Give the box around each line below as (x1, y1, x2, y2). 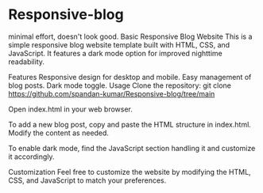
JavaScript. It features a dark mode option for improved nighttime (8, 48, 222, 58)
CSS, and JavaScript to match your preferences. (8, 176, 167, 185)
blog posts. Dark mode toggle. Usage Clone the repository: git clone (8, 81, 232, 90)
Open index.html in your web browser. (8, 104, 133, 114)
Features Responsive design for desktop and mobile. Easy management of (8, 72, 252, 81)
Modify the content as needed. (8, 128, 110, 138)
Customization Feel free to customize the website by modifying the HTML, (8, 167, 252, 176)
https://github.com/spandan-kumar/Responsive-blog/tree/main (8, 89, 215, 98)
